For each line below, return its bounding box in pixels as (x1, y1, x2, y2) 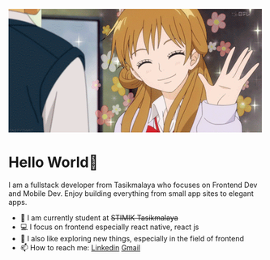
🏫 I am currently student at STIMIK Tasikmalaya (19, 212, 178, 223)
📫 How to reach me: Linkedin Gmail (19, 242, 140, 252)
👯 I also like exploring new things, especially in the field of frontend (19, 233, 245, 243)
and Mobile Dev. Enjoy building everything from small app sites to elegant (8, 188, 254, 198)
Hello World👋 (8, 153, 99, 172)
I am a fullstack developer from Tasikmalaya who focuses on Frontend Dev (8, 180, 258, 190)
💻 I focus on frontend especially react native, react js (19, 222, 199, 232)
